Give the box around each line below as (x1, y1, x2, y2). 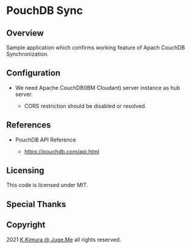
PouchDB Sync (6, 4, 83, 18)
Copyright (6, 220, 46, 230)
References (6, 120, 51, 131)
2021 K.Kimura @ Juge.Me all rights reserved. (6, 236, 122, 243)
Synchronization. (6, 50, 49, 58)
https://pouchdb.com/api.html (24, 148, 99, 155)
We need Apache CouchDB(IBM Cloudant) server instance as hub (15, 84, 181, 91)
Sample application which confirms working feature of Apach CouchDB (6, 44, 186, 51)
